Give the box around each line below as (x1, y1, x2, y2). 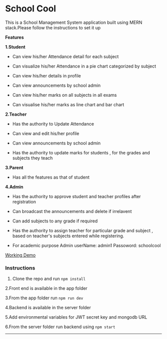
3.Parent (5, 164, 23, 170)
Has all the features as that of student (12, 174, 90, 180)
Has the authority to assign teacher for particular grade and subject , (12, 227, 153, 233)
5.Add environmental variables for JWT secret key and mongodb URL (5, 314, 148, 320)
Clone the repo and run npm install (12, 276, 86, 282)
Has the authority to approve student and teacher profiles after (12, 193, 141, 199)
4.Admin (5, 184, 23, 190)
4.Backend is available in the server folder (5, 305, 91, 311)
